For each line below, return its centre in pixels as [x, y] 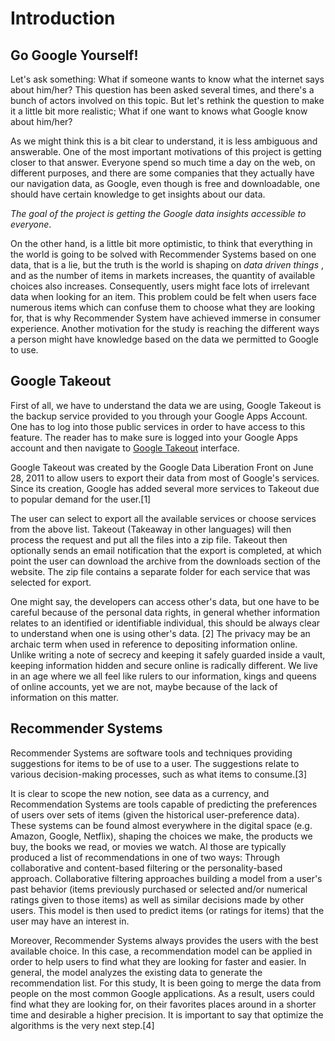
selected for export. [51, 582]
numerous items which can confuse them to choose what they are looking [163, 307]
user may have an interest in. [70, 921]
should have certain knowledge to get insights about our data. [138, 194]
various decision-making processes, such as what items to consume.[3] [159, 774]
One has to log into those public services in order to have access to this [158, 426]
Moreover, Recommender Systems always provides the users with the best [164, 940]
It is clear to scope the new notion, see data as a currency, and [140, 793]
